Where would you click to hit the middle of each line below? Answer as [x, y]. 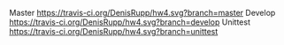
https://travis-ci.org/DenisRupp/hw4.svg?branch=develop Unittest [130, 22]
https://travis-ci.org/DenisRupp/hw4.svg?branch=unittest [114, 31]
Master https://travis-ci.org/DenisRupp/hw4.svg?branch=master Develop [142, 13]
